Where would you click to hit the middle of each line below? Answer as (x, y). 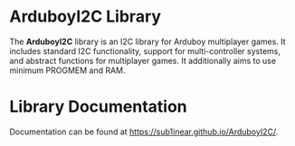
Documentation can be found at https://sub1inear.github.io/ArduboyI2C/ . (144, 132)
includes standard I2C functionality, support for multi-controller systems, (145, 50)
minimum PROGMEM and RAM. (67, 70)
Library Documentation (98, 107)
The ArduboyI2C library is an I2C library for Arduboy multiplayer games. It (148, 41)
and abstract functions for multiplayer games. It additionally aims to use (143, 60)
